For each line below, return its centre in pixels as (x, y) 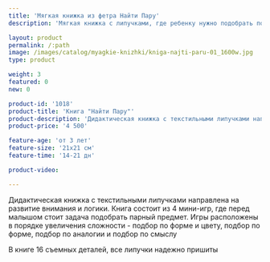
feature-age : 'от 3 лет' (50, 141)
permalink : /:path (39, 45)
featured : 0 (28, 82)
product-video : (34, 170)
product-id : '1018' (41, 104)
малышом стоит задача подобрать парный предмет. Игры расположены (133, 216)
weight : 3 (25, 75)
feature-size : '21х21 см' (51, 148)
